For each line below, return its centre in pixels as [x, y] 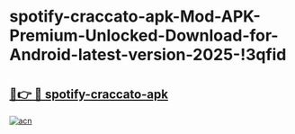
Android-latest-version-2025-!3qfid [148, 55]
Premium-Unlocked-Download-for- [144, 36]
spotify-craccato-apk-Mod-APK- [135, 17]
